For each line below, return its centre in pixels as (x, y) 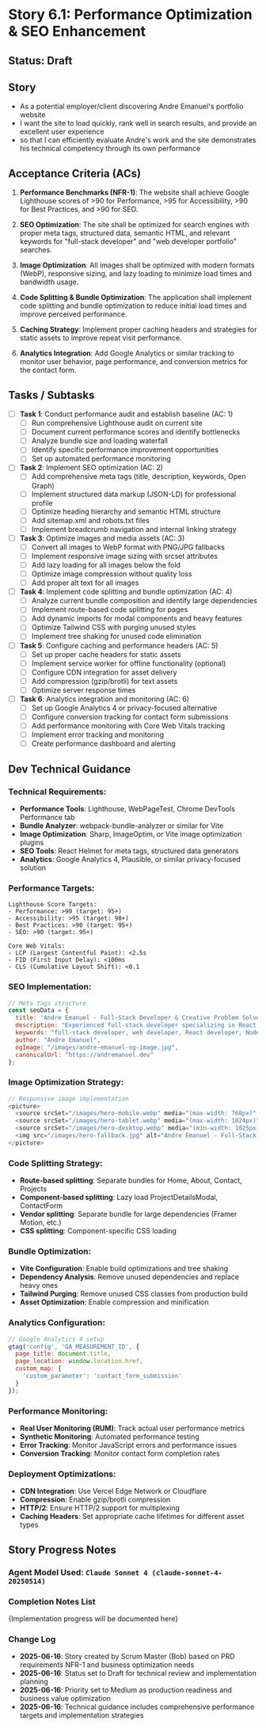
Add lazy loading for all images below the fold (106, 564)
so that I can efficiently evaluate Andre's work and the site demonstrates (138, 140)
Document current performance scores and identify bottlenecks (136, 432)
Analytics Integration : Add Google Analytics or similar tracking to (127, 353)
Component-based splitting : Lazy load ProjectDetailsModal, (119, 1198)
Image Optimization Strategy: (66, 1082)
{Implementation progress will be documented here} (93, 1618)
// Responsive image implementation (68, 1099)
